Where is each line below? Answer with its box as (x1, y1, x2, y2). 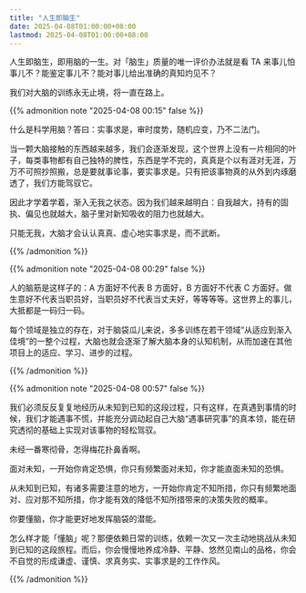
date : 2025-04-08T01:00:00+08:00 (9, 22, 137, 31)
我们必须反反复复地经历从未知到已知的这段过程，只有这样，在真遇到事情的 (9, 402, 289, 413)
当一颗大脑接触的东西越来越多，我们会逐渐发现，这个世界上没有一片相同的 (9, 143, 289, 155)
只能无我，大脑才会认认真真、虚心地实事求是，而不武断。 (9, 228, 225, 239)
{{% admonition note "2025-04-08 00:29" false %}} (9, 263, 206, 274)
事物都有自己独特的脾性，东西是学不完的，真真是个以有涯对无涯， (40, 155, 289, 166)
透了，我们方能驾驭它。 (9, 178, 97, 189)
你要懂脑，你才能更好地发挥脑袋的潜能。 (9, 514, 161, 525)
